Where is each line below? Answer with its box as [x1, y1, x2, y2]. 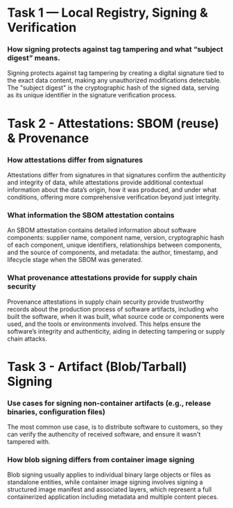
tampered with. [7, 438, 51, 446]
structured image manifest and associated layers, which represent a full [7, 485, 212, 494]
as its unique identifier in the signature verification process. [7, 91, 177, 99]
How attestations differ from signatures [7, 155, 144, 165]
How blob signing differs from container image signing [7, 454, 195, 464]
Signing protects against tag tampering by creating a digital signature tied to [7, 69, 225, 77]
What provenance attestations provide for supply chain [7, 273, 198, 283]
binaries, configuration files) [7, 407, 105, 416]
